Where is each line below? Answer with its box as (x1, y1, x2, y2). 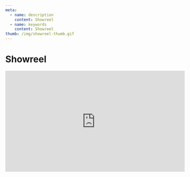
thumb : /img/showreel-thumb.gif (5, 31, 74, 36)
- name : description (10, 12, 54, 17)
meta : (5, 7, 17, 13)
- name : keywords (10, 22, 47, 27)
